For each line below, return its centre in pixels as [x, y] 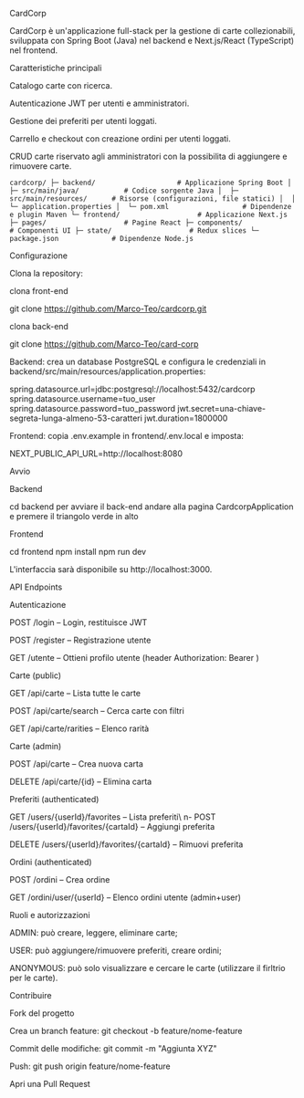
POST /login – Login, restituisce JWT [79, 622]
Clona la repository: [47, 273]
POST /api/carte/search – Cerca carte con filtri [97, 711]
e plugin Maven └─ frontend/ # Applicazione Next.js [148, 214]
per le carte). [34, 978]
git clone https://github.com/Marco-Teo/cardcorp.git [108, 308]
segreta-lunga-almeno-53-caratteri [76, 418]
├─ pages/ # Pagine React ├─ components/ [126, 223]
